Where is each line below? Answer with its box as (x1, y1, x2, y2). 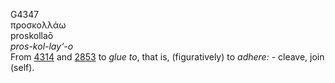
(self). (10, 62, 35, 73)
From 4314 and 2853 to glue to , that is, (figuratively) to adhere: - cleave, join (10, 51, 325, 63)
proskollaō (10, 30, 54, 41)
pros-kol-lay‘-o (10, 40, 74, 52)
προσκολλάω (10, 19, 67, 31)
